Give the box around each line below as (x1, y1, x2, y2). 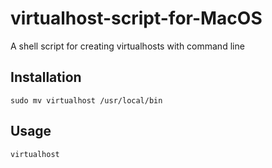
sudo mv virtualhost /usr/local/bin (10, 95, 163, 106)
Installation (10, 69, 82, 86)
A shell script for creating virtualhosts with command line (10, 40, 245, 52)
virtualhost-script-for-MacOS (10, 7, 263, 30)
